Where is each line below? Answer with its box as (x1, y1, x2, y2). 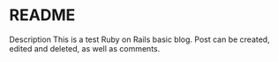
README (9, 5, 76, 25)
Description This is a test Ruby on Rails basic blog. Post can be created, (9, 34, 271, 45)
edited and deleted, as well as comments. (9, 43, 161, 53)
